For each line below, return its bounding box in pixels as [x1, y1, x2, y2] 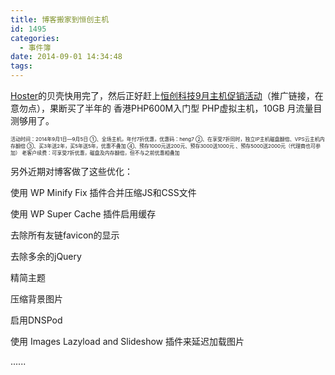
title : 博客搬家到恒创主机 [10, 14, 110, 25]
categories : [10, 33, 60, 43]
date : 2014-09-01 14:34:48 [10, 52, 123, 62]
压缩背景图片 [10, 293, 63, 305]
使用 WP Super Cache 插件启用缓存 [10, 208, 157, 220]
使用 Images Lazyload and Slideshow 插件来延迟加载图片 [10, 336, 245, 347]
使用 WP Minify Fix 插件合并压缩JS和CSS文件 [10, 187, 197, 198]
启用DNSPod [10, 314, 63, 326]
